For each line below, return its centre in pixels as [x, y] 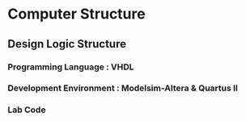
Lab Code [27, 110]
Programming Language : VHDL [71, 67]
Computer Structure [77, 14]
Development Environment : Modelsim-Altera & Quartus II [123, 88]
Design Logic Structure [67, 44]
